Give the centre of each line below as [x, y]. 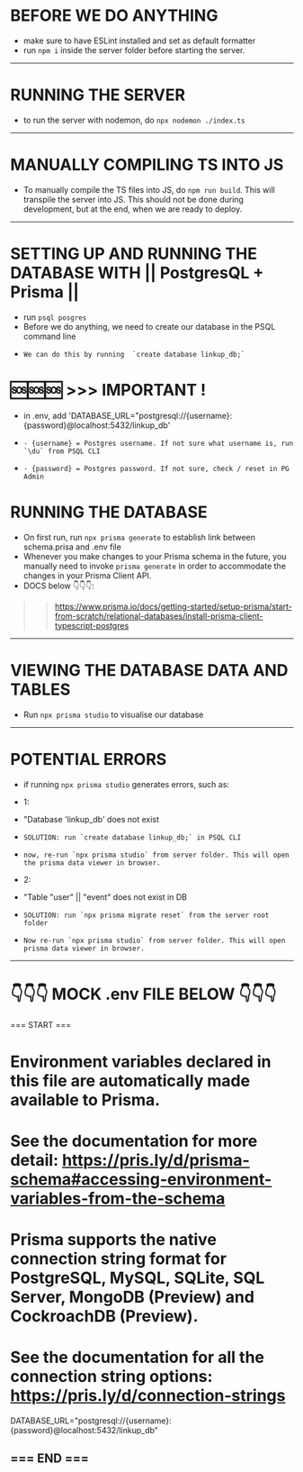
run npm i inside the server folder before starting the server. [134, 50]
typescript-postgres [92, 625]
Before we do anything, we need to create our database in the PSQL [149, 326]
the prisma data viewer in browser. [92, 863]
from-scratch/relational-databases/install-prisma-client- [159, 616]
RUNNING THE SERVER [98, 95]
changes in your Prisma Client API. [87, 575]
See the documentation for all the [137, 1358]
